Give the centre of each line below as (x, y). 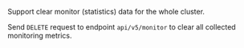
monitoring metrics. (40, 36)
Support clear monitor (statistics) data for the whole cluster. (106, 12)
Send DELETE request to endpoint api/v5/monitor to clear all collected (122, 27)
